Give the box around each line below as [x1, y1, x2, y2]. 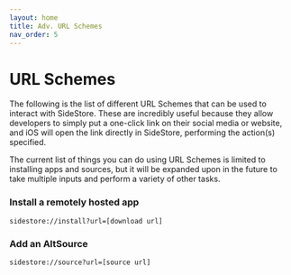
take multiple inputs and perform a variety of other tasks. [9, 173, 221, 185]
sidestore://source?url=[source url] [9, 258, 151, 267]
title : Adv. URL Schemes [9, 22, 103, 31]
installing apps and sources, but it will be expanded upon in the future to [9, 164, 277, 175]
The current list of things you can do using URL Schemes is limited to [9, 154, 266, 165]
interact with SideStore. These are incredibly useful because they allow [9, 108, 274, 119]
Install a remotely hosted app [9, 196, 140, 208]
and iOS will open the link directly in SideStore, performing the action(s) [9, 127, 276, 138]
